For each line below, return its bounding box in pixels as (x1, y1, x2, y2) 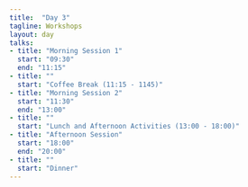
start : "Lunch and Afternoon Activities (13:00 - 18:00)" (17, 122, 241, 131)
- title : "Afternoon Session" (9, 130, 124, 139)
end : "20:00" (17, 147, 67, 156)
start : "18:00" (17, 138, 75, 147)
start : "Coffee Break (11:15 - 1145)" (17, 80, 164, 89)
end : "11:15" (17, 64, 67, 73)
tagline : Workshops (9, 22, 83, 31)
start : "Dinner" (17, 164, 78, 173)
